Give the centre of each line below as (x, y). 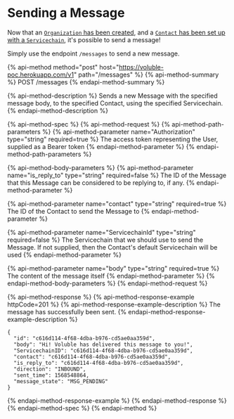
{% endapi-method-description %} (58, 110)
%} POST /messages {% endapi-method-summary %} (86, 82)
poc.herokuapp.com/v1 (41, 75)
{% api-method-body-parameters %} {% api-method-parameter (100, 167)
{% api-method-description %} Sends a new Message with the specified (112, 96)
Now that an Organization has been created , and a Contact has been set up (117, 32)
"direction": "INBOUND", (50, 369)
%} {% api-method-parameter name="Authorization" (118, 131)
